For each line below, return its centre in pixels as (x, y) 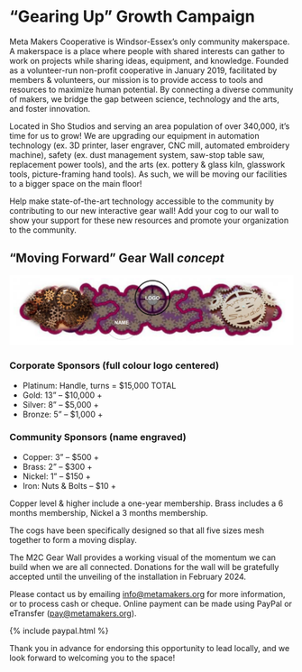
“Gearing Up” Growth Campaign (132, 17)
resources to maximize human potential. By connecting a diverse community (151, 89)
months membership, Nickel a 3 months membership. (109, 512)
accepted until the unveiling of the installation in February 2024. (128, 576)
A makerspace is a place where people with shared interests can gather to (147, 51)
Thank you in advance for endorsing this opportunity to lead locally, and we (150, 648)
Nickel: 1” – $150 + (57, 476)
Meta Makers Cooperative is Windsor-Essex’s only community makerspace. (150, 41)
